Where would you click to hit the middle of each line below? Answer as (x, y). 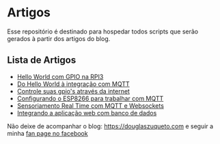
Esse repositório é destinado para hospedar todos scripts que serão (103, 31)
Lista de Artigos (42, 60)
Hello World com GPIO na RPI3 (60, 76)
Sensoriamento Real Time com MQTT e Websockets (90, 105)
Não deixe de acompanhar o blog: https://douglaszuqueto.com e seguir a (110, 126)
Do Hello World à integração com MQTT (73, 84)
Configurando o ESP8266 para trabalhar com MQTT (90, 98)
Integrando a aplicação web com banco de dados (87, 113)
